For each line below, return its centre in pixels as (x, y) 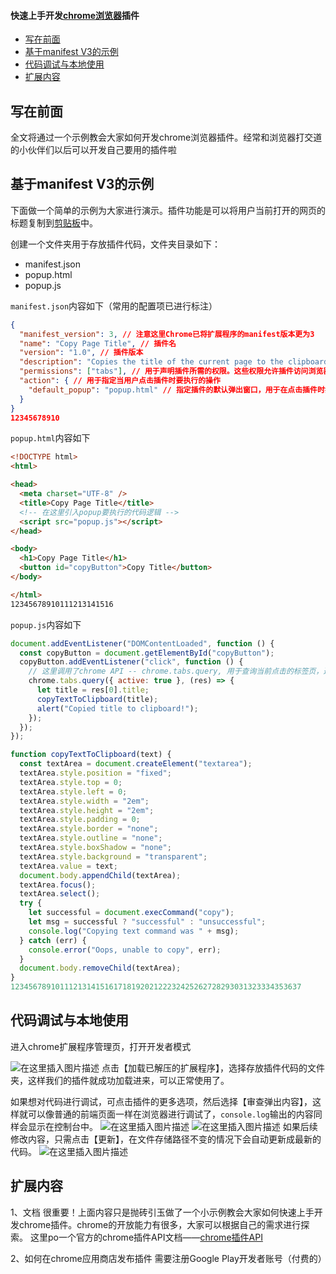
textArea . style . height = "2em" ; (87, 810)
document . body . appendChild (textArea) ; (100, 875)
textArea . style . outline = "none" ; (91, 838)
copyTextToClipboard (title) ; (97, 699)
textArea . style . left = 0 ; (73, 791)
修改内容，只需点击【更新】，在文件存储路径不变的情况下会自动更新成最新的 (166, 1139)
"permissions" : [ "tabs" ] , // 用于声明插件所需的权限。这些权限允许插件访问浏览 (171, 371)
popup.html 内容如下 (50, 438)
